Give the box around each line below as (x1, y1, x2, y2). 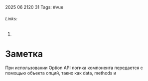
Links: (5, 15, 17, 21)
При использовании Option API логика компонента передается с (5, 65, 144, 71)
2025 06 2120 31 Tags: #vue (5, 4, 64, 10)
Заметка (5, 48, 43, 60)
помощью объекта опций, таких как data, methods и (5, 70, 116, 76)
